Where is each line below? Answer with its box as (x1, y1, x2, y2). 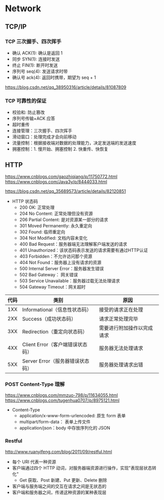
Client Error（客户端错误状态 (22, 341, 88, 348)
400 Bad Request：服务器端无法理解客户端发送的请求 (19, 241, 127, 247)
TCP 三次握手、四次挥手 (5, 38, 62, 45)
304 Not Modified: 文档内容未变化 (19, 235, 88, 241)
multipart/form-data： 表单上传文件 (19, 419, 91, 425)
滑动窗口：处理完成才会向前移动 (12, 134, 77, 140)
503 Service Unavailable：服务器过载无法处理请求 (19, 277, 121, 284)
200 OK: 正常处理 (19, 204, 55, 210)
